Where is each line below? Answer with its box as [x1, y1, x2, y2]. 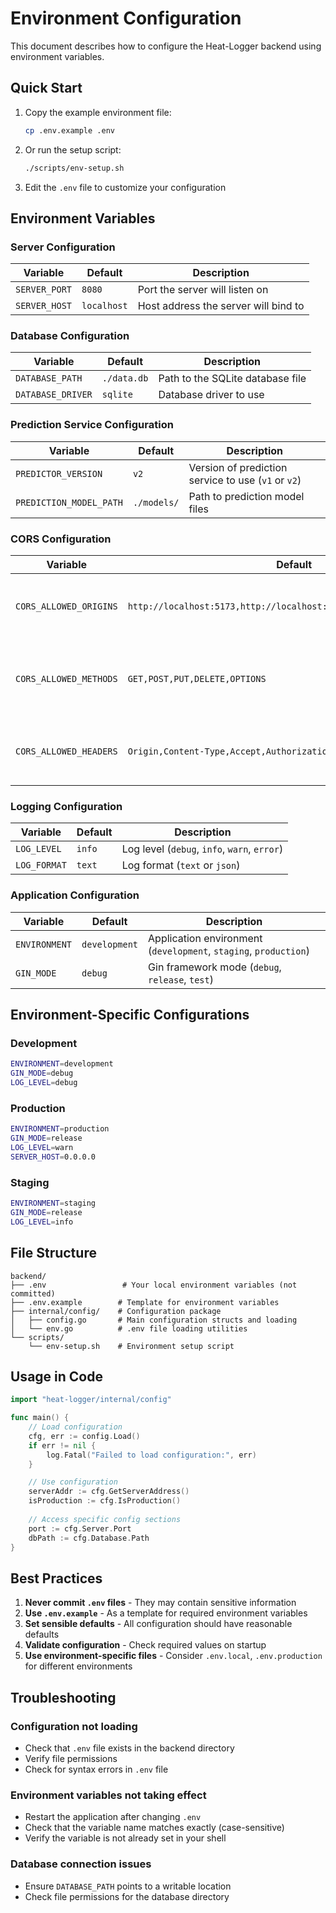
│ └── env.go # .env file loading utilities [10, 1323, 248, 1334]
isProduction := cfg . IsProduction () [28, 1496, 182, 1506]
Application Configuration [10, 888, 140, 902]
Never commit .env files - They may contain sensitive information [24, 1597, 297, 1609]
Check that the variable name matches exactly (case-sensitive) [24, 1822, 285, 1834]
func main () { [10, 1413, 70, 1423]
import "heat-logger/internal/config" [10, 1395, 172, 1405]
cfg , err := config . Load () [28, 1431, 141, 1441]
